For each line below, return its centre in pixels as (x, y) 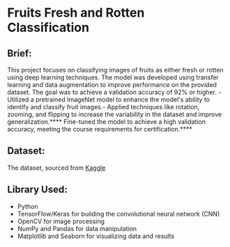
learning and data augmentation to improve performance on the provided (112, 85)
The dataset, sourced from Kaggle (56, 168)
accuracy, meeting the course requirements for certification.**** (100, 129)
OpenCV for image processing (61, 221)
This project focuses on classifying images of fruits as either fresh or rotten (116, 70)
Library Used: (37, 190)
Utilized (18, 99)
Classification (48, 27)
